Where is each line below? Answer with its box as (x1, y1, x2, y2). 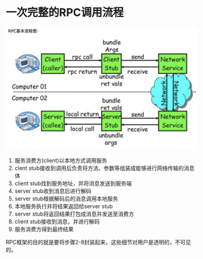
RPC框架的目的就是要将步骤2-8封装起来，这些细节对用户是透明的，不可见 (5, 238, 191, 246)
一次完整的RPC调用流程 (5, 5, 124, 20)
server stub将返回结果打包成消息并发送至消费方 (14, 210, 135, 217)
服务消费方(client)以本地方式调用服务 (14, 156, 107, 164)
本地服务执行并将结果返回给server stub (14, 202, 113, 210)
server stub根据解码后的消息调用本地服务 (14, 195, 118, 202)
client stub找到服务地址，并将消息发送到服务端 (14, 180, 132, 187)
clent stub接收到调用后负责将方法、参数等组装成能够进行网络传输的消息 (14, 164, 194, 172)
